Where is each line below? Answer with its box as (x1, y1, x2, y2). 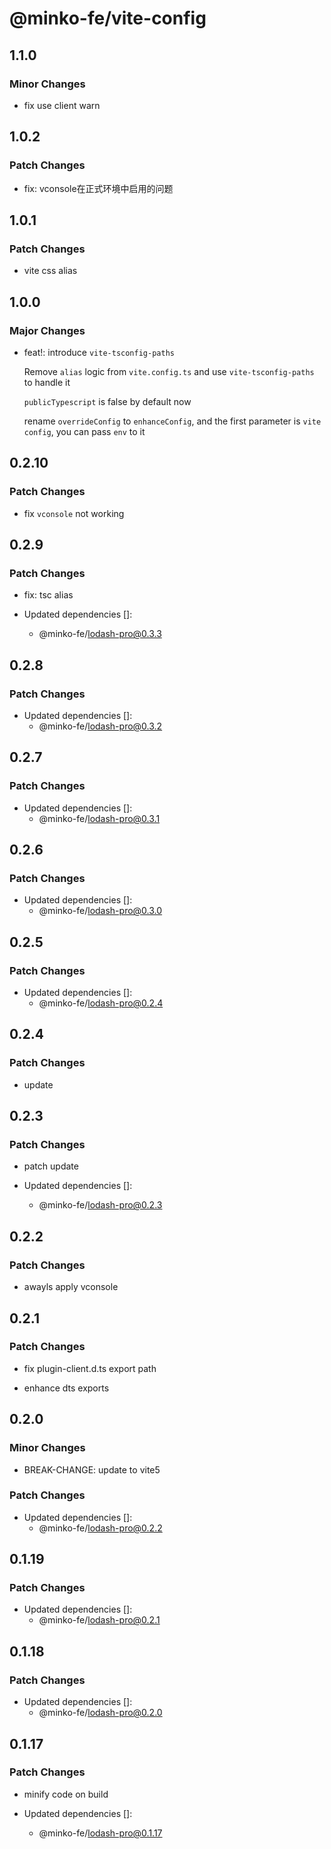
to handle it (23, 376, 71, 388)
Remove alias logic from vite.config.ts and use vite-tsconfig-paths (23, 365, 315, 377)
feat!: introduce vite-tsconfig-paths (23, 346, 175, 358)
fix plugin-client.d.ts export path (23, 1362, 157, 1374)
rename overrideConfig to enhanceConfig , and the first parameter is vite (23, 415, 322, 427)
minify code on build (23, 1788, 109, 1800)
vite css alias (23, 265, 78, 277)
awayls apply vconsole (23, 1281, 119, 1293)
